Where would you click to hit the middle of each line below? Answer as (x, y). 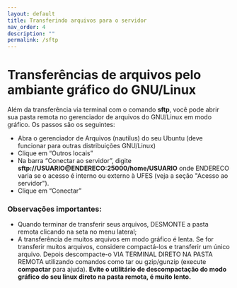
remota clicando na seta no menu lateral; (77, 232)
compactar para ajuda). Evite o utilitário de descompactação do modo (122, 270)
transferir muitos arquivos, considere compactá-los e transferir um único (123, 247)
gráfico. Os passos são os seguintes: (61, 125)
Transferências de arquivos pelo (104, 75)
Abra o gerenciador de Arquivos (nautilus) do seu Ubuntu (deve (110, 138)
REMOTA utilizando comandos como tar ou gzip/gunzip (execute (112, 262)
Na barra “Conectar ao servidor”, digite (75, 161)
